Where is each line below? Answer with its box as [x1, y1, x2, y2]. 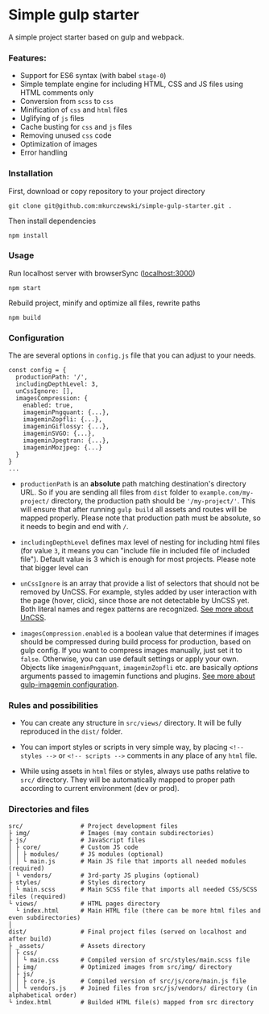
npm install [8, 231, 48, 239]
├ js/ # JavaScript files [8, 836, 147, 844]
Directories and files [8, 804, 89, 815]
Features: [8, 52, 47, 64]
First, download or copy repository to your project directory [8, 186, 205, 196]
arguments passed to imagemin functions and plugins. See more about [19, 671, 255, 681]
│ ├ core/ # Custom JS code [8, 843, 139, 851]
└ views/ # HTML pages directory [8, 900, 160, 908]
